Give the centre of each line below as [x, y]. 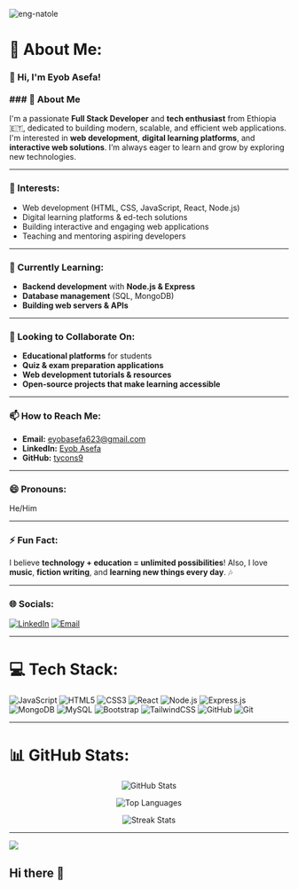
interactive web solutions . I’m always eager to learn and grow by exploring [147, 147]
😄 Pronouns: [38, 489]
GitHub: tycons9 [53, 458]
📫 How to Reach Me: [55, 416]
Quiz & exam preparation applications [93, 366]
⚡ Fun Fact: [34, 539]
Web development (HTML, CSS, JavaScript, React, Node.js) [131, 208]
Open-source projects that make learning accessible [121, 384]
